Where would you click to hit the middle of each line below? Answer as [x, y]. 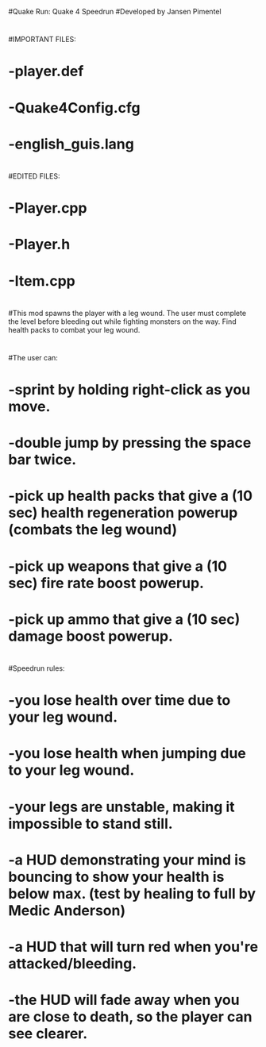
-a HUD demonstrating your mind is [127, 860]
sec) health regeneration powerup [123, 513]
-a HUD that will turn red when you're [133, 947]
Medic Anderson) [67, 910]
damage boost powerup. [91, 636]
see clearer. [48, 1034]
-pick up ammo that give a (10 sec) [124, 619]
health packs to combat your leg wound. [74, 329]
